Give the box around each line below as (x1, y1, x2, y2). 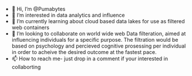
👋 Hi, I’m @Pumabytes (11, 6, 66, 12)
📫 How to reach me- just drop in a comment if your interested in (11, 55, 169, 62)
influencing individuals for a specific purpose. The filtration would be (11, 37, 178, 43)
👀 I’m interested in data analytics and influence (11, 12, 125, 19)
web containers (11, 24, 50, 31)
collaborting (11, 64, 41, 70)
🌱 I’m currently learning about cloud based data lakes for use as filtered (11, 18, 185, 24)
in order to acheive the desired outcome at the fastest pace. (11, 49, 157, 55)
